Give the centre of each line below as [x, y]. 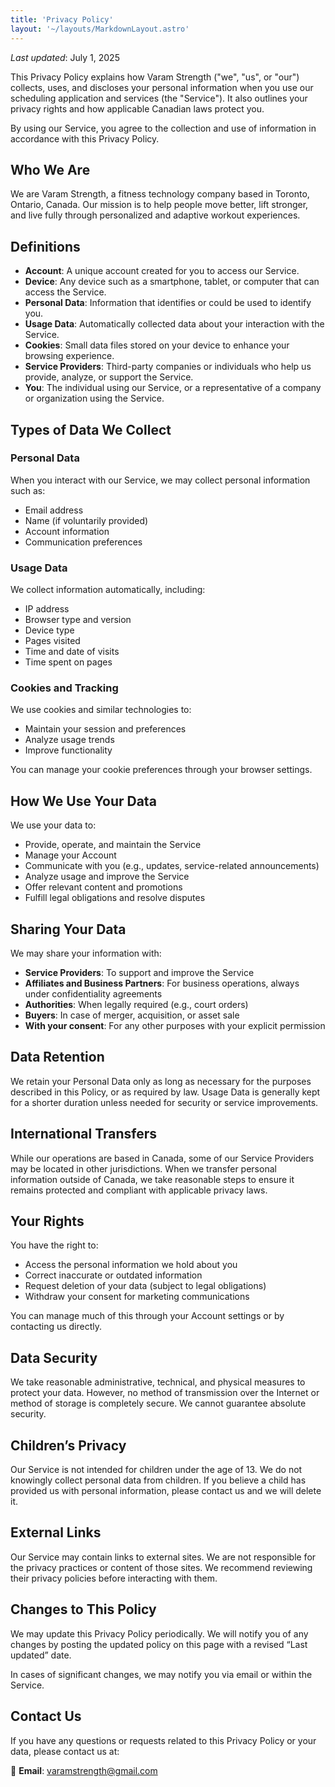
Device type [49, 630]
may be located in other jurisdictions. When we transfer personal [143, 1168]
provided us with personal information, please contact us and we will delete [166, 1491]
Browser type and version [78, 620]
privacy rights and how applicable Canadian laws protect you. [137, 108]
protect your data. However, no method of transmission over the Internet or [165, 1393]
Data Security [54, 1357]
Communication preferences [83, 542]
